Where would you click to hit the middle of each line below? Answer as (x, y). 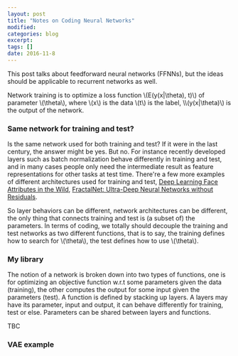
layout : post (27, 14)
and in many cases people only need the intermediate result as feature (111, 167)
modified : (22, 27)
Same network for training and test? (71, 129)
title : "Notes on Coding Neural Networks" (71, 21)
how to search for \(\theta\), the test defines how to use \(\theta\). (103, 241)
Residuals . (22, 197)
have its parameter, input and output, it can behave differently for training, (115, 305)
